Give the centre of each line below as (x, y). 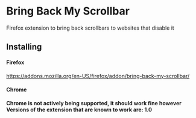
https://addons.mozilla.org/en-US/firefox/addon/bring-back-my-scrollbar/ (98, 76)
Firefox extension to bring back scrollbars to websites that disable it (90, 28)
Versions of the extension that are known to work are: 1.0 (79, 110)
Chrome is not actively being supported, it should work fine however (94, 103)
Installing (24, 47)
